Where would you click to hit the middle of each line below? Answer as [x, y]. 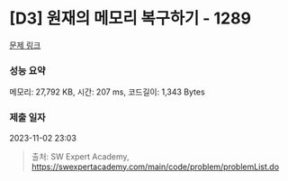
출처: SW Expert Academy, [80, 156]
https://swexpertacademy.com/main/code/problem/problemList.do [155, 167]
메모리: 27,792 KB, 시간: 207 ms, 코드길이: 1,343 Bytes [107, 92]
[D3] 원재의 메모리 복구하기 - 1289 [130, 18]
